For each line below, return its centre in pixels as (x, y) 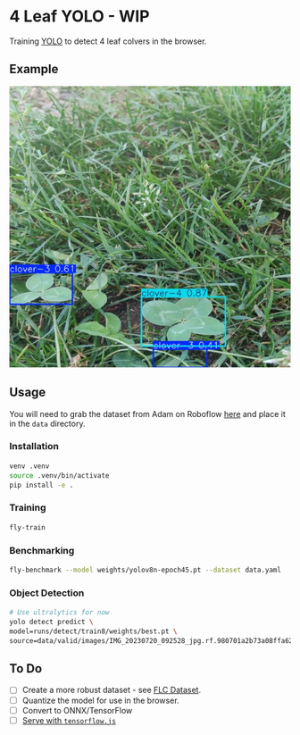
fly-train (28, 527)
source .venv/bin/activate (59, 475)
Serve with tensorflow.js (69, 720)
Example (34, 69)
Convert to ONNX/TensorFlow (77, 710)
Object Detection (47, 593)
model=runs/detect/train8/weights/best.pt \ (93, 631)
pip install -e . (42, 485)
